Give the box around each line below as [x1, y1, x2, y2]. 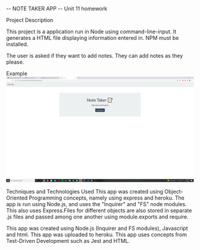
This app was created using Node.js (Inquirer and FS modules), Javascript [6, 224, 189, 232]
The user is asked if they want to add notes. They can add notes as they [6, 52, 183, 59]
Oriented [6, 194, 28, 201]
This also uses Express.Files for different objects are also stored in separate [6, 207, 192, 214]
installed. [6, 41, 29, 48]
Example [6, 70, 28, 77]
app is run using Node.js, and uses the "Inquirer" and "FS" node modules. [6, 200, 187, 207]
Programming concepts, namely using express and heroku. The [29, 194, 185, 201]
